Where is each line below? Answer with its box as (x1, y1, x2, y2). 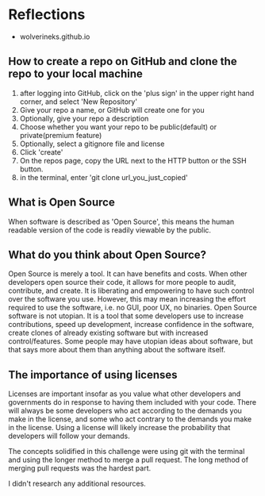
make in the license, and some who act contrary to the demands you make (8, 414, 252, 424)
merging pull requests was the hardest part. (8, 463, 152, 473)
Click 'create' (19, 147, 63, 156)
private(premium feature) (19, 130, 102, 140)
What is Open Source (8, 196, 115, 210)
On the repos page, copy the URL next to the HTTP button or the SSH (19, 156, 248, 165)
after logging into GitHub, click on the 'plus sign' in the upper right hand (19, 88, 255, 98)
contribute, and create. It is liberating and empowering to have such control (8, 286, 255, 295)
